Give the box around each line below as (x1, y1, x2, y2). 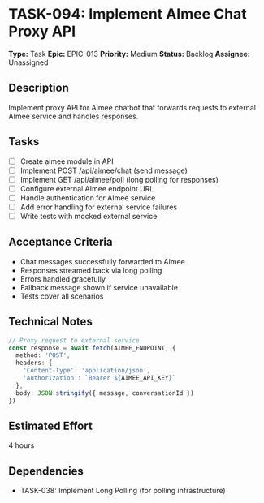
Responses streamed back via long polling (19, 265, 162, 275)
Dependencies (8, 464, 84, 478)
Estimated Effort (8, 419, 93, 432)
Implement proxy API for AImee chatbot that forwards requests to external (8, 102, 256, 112)
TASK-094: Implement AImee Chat (8, 5, 247, 24)
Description (8, 81, 69, 95)
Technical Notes (8, 315, 93, 329)
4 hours (8, 441, 35, 450)
